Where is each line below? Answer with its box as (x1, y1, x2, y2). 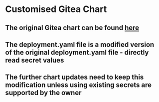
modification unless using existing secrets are (5, 81, 152, 89)
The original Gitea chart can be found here (5, 23, 140, 32)
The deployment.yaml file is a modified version (5, 40, 155, 48)
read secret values (5, 56, 64, 64)
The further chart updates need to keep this (5, 73, 144, 81)
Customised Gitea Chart (5, 3, 107, 15)
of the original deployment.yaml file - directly (5, 48, 149, 56)
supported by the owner (5, 88, 82, 97)
